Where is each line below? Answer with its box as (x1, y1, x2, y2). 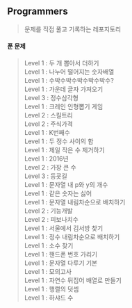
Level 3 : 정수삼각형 (24, 94, 79, 102)
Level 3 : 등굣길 (24, 172, 67, 180)
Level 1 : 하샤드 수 (24, 293, 74, 302)
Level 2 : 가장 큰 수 (24, 163, 76, 172)
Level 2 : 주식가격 (24, 120, 73, 128)
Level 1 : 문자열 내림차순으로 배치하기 (24, 198, 126, 206)
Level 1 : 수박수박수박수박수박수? (24, 76, 115, 85)
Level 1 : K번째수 (24, 129, 71, 137)
